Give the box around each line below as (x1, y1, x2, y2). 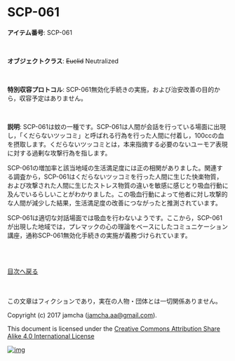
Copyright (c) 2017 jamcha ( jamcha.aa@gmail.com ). (7, 311, 158, 319)
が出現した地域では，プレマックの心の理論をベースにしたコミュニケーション (7, 222, 229, 231)
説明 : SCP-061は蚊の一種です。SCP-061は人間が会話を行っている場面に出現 (7, 122, 227, 130)
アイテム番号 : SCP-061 (7, 28, 72, 36)
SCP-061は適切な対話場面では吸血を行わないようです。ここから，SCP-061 (7, 213, 223, 222)
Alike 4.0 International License (7, 332, 95, 340)
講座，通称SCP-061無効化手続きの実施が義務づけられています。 (7, 231, 192, 239)
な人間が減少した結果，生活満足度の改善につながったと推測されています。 (7, 198, 222, 207)
